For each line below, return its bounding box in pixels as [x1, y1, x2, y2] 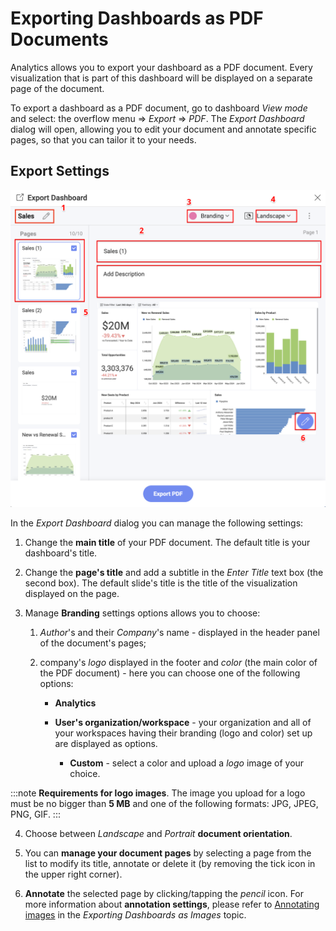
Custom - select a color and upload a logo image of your [69, 757, 305, 769]
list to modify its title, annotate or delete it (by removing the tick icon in [24, 857, 316, 869]
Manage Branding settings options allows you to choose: [24, 607, 261, 619]
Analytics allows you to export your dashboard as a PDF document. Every [10, 61, 313, 73]
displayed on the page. [24, 587, 120, 599]
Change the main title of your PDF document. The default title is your [24, 536, 311, 548]
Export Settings [10, 163, 110, 180]
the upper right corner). [24, 868, 123, 880]
